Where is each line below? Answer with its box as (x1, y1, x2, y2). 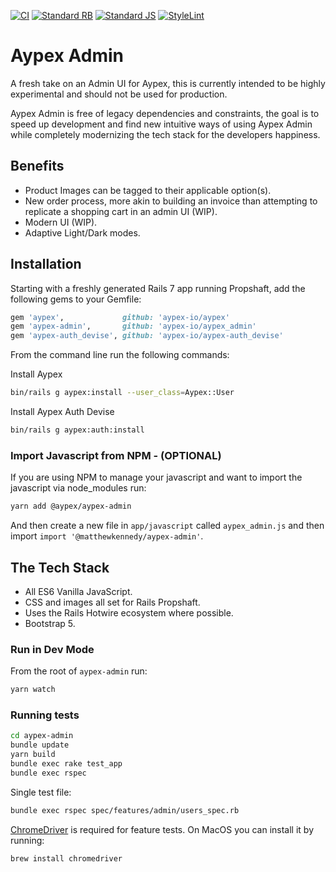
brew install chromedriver (10, 853, 123, 864)
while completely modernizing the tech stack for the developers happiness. (10, 128, 321, 140)
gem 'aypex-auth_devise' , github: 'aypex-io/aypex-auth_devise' (10, 331, 284, 341)
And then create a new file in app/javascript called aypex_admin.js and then (10, 520, 325, 532)
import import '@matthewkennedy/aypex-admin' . (10, 530, 204, 542)
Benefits (10, 158, 65, 175)
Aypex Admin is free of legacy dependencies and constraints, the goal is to (10, 107, 320, 119)
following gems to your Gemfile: (10, 293, 142, 305)
